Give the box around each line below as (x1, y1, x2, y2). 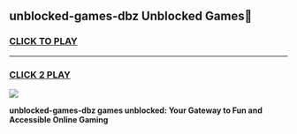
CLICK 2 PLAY (9, 68, 71, 80)
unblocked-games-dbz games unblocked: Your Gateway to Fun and (9, 105, 263, 115)
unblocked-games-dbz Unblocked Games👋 (9, 9, 253, 24)
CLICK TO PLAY (9, 35, 78, 48)
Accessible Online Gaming (9, 114, 109, 124)
